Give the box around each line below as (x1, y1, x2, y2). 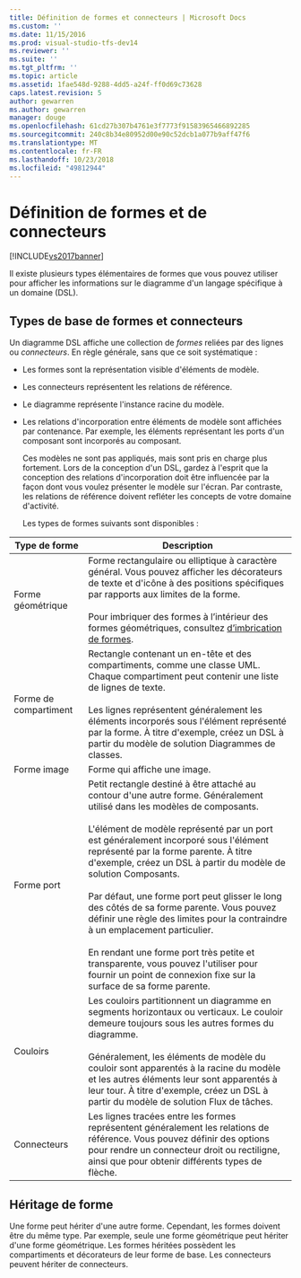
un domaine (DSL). (9, 287, 79, 298)
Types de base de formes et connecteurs (9, 313, 244, 329)
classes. (88, 749, 123, 762)
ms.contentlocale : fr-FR (9, 146, 102, 155)
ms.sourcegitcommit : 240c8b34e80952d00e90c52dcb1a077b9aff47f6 (9, 130, 251, 139)
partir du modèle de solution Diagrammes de (88, 737, 276, 750)
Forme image (13, 763, 70, 776)
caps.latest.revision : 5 (9, 88, 102, 97)
